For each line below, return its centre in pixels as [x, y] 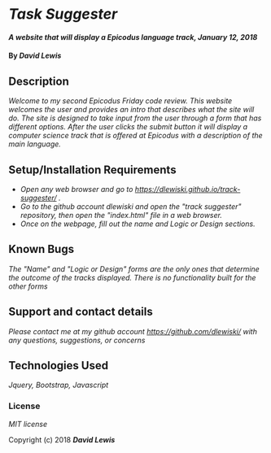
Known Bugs [42, 249]
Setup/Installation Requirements [92, 170]
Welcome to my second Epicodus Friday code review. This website [120, 101]
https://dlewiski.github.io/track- [188, 189]
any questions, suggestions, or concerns [77, 340]
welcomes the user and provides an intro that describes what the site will [131, 110]
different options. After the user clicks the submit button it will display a [128, 127]
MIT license [28, 424]
